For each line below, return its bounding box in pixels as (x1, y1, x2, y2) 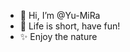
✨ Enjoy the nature (19, 31, 98, 42)
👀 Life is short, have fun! (19, 20, 121, 32)
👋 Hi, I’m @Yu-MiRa (19, 10, 101, 21)
